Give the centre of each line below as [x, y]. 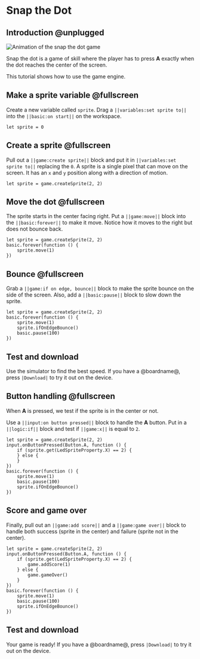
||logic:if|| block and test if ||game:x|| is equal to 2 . [73, 428]
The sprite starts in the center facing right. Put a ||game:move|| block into [96, 216]
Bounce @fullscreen [45, 274]
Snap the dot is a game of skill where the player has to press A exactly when [100, 58]
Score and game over [47, 511]
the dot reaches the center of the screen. [57, 65]
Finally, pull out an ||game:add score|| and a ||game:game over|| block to [96, 525]
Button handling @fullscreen [61, 396]
